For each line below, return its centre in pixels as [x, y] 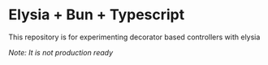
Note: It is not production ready [61, 52]
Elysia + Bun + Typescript [97, 15]
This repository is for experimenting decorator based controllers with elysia [134, 37]
